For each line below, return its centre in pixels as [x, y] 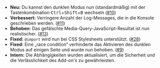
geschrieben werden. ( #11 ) [37, 23]
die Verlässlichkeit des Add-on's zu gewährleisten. [63, 60]
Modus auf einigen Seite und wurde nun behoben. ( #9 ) [67, 50]
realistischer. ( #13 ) [29, 34]
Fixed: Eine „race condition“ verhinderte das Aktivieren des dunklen [80, 44]
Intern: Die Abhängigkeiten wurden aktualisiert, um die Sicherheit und [82, 55]
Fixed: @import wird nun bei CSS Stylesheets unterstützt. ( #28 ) [75, 39]
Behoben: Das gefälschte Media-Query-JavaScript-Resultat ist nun [80, 28]
